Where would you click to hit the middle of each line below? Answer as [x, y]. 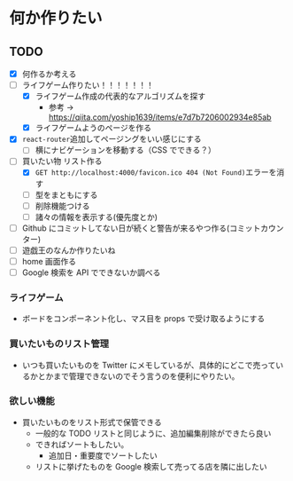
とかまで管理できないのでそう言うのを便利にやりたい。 [139, 376]
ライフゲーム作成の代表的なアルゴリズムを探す [120, 96]
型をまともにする [66, 194]
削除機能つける [62, 206]
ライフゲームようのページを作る [93, 128]
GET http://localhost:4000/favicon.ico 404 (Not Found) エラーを [156, 172]
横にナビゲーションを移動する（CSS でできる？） [126, 150]
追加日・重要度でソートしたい [103, 455]
